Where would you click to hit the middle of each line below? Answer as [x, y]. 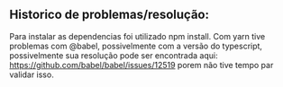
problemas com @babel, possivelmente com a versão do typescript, [136, 46]
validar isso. [32, 74]
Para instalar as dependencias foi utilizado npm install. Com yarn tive [137, 36]
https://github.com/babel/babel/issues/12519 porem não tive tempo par [141, 65]
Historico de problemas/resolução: [110, 15]
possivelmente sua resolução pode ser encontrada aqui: [114, 55]
